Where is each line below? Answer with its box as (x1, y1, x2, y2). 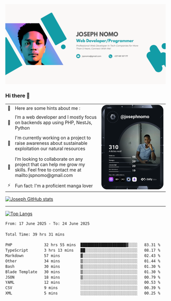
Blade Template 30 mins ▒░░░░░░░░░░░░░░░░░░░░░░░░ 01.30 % (5, 269, 160, 275)
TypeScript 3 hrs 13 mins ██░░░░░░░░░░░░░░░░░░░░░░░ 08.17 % (5, 248, 160, 253)
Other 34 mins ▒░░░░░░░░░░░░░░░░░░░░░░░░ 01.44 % (5, 258, 160, 263)
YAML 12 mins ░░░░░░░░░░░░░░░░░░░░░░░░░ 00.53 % (5, 280, 160, 285)
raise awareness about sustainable (15, 140, 88, 146)
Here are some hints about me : (15, 105, 80, 111)
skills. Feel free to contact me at (15, 167, 81, 173)
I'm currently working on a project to (15, 135, 91, 141)
